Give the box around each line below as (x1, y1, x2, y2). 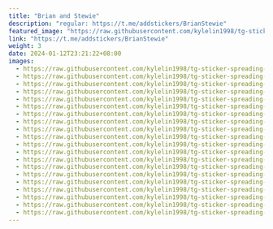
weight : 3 (8, 42, 42, 50)
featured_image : (8, 27, 63, 35)
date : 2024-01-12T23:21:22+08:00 (8, 50, 122, 58)
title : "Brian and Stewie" (8, 11, 100, 20)
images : (8, 58, 35, 66)
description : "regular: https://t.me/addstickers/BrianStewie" (8, 19, 227, 28)
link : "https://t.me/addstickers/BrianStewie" (8, 34, 169, 43)
